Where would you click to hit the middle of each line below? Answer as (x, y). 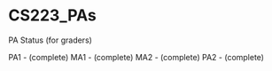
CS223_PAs (52, 16)
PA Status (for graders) (50, 40)
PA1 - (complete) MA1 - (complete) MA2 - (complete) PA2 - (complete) (136, 57)
